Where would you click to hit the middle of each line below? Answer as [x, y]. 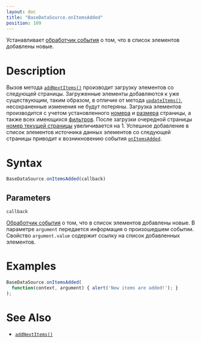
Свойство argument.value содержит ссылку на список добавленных [93, 235]
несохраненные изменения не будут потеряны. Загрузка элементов [94, 107]
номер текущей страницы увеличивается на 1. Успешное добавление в [97, 126]
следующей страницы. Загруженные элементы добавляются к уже [93, 94]
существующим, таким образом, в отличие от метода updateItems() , [94, 100]
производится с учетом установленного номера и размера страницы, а [99, 113]
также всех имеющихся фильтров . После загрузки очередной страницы [99, 119]
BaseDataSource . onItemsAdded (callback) [56, 179]
